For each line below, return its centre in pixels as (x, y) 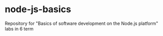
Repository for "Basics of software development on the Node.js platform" (81, 23)
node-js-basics (38, 9)
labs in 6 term (19, 28)
